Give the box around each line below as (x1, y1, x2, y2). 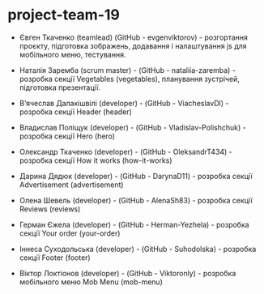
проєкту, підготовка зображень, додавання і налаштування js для (19, 40, 248, 50)
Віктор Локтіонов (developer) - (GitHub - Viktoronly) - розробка (19, 268, 236, 278)
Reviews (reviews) (19, 204, 81, 214)
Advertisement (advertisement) (19, 180, 124, 190)
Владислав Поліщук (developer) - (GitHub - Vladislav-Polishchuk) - (19, 122, 246, 132)
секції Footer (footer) (19, 253, 91, 262)
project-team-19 (7, 6, 121, 24)
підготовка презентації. (19, 83, 100, 92)
